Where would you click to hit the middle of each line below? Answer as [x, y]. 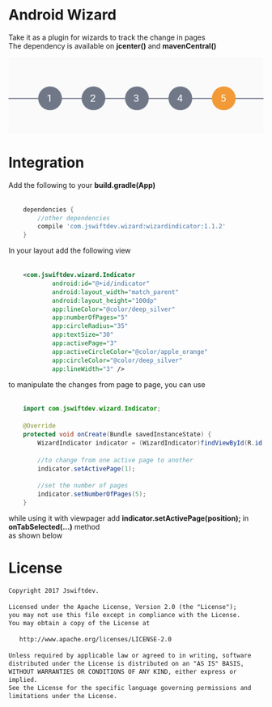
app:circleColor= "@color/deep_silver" [117, 360]
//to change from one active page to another [116, 460]
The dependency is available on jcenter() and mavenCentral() [113, 45]
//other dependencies [74, 218]
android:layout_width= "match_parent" [115, 292]
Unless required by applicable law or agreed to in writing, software [130, 655]
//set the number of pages [83, 486]
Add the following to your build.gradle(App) [82, 185]
